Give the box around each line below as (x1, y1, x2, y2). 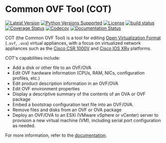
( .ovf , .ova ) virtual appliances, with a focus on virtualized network (5, 40, 141, 46)
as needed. (12, 123, 36, 129)
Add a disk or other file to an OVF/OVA (12, 65, 92, 71)
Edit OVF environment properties (12, 85, 80, 91)
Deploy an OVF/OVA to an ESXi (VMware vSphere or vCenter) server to (12, 112, 159, 118)
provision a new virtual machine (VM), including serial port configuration (12, 117, 161, 123)
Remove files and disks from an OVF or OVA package (12, 107, 122, 113)
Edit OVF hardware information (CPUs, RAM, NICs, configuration (12, 70, 145, 75)
